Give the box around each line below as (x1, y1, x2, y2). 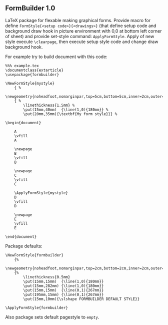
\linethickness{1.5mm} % (23, 103, 75, 108)
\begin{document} (5, 120, 41, 125)
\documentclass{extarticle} (5, 68, 64, 73)
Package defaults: (5, 243, 42, 249)
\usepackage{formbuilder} (5, 72, 59, 77)
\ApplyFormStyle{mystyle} (14, 190, 68, 195)
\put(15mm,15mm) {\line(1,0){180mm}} (23, 279, 104, 284)
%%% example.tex (5, 63, 39, 68)
